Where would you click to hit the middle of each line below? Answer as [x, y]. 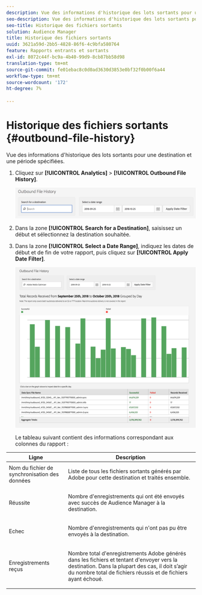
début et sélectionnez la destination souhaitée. [73, 235]
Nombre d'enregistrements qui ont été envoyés [126, 497]
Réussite [20, 503]
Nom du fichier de [31, 468]
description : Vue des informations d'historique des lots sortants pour [99, 13]
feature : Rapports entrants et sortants [58, 51]
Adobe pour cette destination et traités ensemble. [129, 477]
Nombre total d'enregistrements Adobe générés [127, 553]
